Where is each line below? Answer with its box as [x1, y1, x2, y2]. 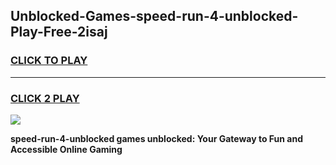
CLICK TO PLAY [10, 54, 88, 68]
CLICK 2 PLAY [10, 91, 80, 105]
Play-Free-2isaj [10, 24, 108, 41]
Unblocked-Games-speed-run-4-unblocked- [10, 8, 299, 25]
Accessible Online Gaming [10, 143, 123, 155]
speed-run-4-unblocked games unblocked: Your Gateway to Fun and [10, 132, 304, 144]
